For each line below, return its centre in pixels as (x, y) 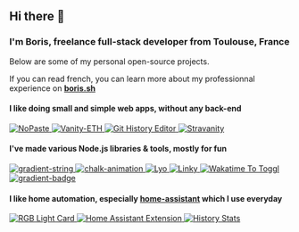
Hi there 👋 (37, 17)
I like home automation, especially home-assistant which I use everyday (146, 198)
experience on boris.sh (53, 88)
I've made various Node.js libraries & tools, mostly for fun (118, 149)
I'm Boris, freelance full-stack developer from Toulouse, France (149, 42)
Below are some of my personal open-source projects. (109, 61)
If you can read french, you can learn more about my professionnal (133, 79)
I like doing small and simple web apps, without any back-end (125, 109)
